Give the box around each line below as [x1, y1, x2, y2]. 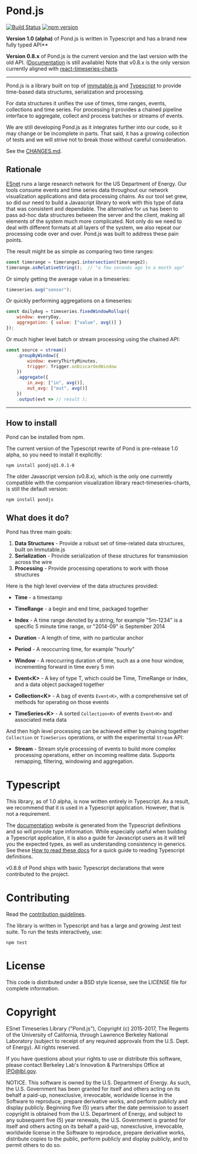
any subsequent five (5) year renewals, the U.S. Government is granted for [6, 1116, 186, 1123]
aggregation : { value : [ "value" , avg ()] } [16, 319, 122, 326]
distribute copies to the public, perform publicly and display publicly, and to [6, 1135, 189, 1142]
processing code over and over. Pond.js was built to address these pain [6, 230, 179, 237]
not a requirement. [6, 811, 51, 818]
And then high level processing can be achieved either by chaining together [6, 728, 189, 735]
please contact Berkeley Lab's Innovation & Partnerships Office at [6, 1062, 165, 1068]
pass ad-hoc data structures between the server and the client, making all [6, 211, 185, 218]
